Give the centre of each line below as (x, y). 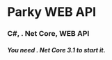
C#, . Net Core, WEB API (48, 34)
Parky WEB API (51, 12)
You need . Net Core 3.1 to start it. (56, 50)
